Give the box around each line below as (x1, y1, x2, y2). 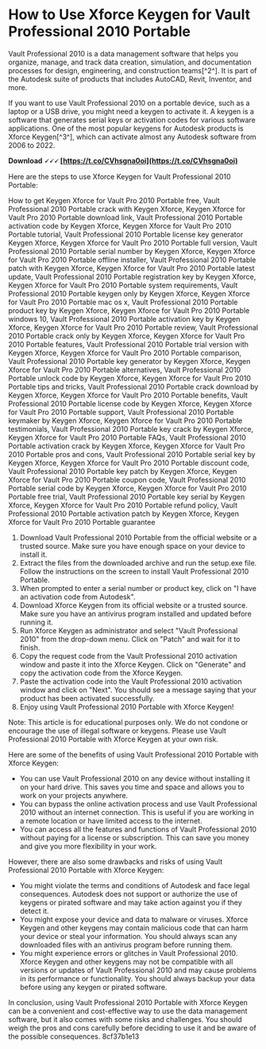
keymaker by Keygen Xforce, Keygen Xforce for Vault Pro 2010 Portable (8, 416, 243, 425)
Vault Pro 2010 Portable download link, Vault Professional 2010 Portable (8, 213, 243, 222)
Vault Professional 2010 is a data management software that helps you (8, 49, 238, 58)
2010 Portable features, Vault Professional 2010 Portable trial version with (8, 339, 249, 349)
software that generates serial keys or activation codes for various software (8, 115, 256, 124)
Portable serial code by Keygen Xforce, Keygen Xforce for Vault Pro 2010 (8, 483, 248, 493)
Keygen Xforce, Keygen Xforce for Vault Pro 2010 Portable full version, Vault (8, 237, 258, 248)
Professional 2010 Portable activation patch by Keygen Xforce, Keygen (8, 508, 240, 519)
